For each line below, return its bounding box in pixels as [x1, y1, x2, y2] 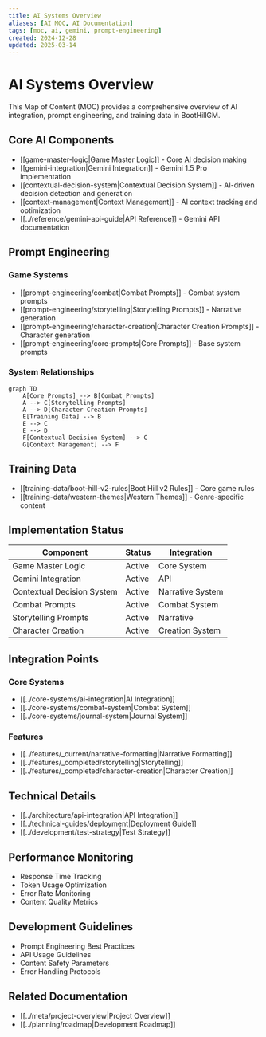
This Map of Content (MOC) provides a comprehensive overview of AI [8, 102, 237, 112]
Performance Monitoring [8, 850, 134, 864]
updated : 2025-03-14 [8, 41, 77, 49]
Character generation [19, 330, 91, 340]
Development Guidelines [8, 920, 134, 933]
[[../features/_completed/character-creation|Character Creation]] [19, 766, 233, 776]
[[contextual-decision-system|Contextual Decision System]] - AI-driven [19, 180, 255, 190]
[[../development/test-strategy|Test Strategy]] [19, 827, 171, 837]
